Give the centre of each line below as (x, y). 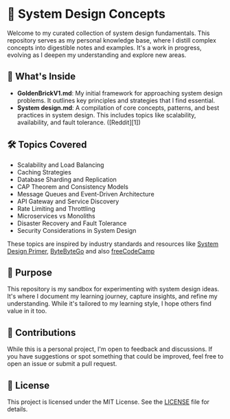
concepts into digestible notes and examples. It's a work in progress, (104, 47)
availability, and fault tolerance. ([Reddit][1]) (79, 122)
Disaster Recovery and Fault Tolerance (72, 223)
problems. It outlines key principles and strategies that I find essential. (116, 100)
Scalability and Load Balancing (60, 165)
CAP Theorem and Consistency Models (73, 186)
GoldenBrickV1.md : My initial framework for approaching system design (120, 93)
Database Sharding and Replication (67, 179)
